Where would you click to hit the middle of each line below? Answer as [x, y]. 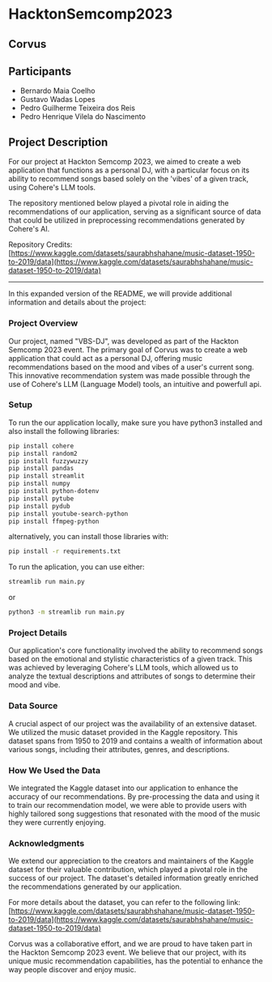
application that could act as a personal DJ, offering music [106, 358]
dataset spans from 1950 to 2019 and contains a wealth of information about [136, 741]
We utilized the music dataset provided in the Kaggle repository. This [123, 732]
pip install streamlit [47, 476]
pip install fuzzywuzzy [49, 461]
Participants [40, 71]
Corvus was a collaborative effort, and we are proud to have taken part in [130, 944]
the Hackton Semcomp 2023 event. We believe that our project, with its [127, 953]
